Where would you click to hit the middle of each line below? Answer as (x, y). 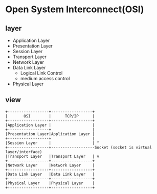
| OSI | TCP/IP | (50, 116)
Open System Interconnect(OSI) (75, 9)
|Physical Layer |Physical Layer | (50, 183)
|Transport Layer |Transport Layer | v (52, 156)
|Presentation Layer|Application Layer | (50, 134)
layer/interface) (24, 152)
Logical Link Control (41, 73)
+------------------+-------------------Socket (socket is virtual (79, 147)
